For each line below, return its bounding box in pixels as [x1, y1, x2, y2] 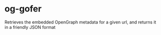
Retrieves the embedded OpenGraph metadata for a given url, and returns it [4, 19, 157, 25]
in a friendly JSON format [4, 24, 56, 30]
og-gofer [4, 3, 42, 14]
